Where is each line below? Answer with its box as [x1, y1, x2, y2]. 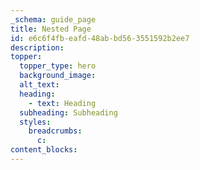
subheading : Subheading [19, 107, 118, 118]
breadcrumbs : [28, 126, 83, 136]
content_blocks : [10, 145, 78, 155]
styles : [19, 117, 52, 127]
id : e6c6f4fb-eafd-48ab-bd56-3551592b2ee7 [10, 33, 190, 43]
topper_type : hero [19, 61, 97, 71]
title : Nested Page [10, 24, 92, 34]
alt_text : [19, 80, 60, 90]
